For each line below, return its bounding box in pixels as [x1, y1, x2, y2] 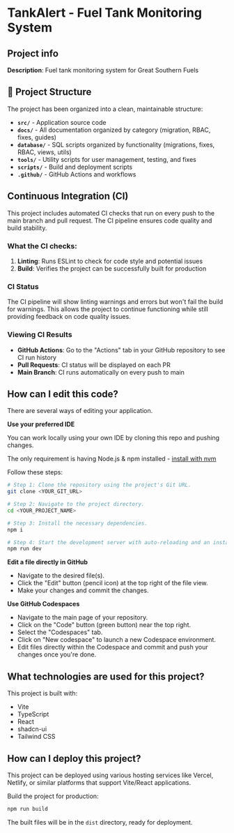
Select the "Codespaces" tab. [17, 628, 103, 636]
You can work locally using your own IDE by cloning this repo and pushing [7, 434, 220, 442]
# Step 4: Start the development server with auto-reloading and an [7, 539, 210, 546]
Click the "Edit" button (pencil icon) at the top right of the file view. [17, 579, 208, 587]
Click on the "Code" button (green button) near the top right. [17, 621, 192, 629]
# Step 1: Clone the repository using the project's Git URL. [7, 481, 192, 489]
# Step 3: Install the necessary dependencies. [7, 520, 148, 527]
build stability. [7, 223, 47, 232]
